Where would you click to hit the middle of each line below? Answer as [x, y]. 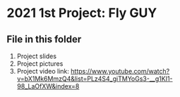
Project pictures [40, 64]
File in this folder [44, 39]
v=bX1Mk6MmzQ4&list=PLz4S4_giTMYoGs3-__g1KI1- [95, 79]
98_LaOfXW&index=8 [48, 86]
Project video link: [43, 71]
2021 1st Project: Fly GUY [82, 13]
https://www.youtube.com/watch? [120, 71]
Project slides [37, 56]
